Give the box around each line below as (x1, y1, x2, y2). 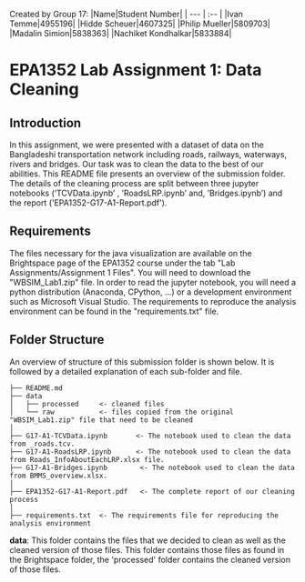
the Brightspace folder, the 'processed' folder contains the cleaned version (9, 554, 291, 565)
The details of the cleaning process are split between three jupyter (9, 178, 259, 188)
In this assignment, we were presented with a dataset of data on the (9, 139, 264, 150)
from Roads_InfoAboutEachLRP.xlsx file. (9, 455, 166, 464)
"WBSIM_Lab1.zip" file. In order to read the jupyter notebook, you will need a (9, 276, 297, 287)
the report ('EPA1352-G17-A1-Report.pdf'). (9, 197, 168, 208)
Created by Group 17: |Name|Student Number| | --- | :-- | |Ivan (9, 9, 244, 19)
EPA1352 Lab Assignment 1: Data (9, 60, 262, 81)
